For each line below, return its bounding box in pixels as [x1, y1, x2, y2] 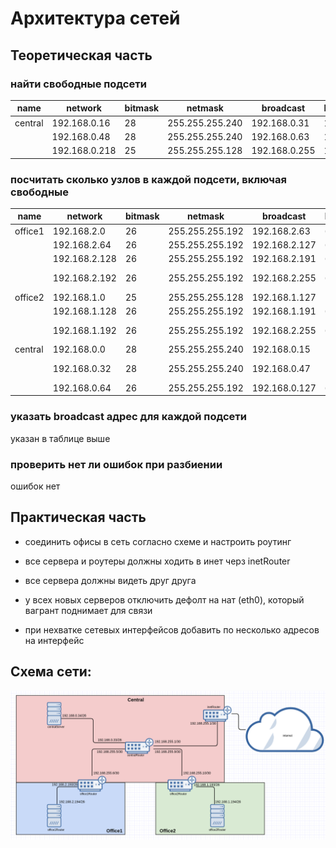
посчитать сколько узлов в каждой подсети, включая [10, 172, 287, 186]
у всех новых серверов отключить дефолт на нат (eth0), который [24, 593, 305, 606]
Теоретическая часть [10, 47, 153, 64]
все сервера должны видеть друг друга [24, 574, 197, 586]
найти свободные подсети [10, 77, 147, 91]
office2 [14, 291, 45, 303]
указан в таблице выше [10, 432, 111, 444]
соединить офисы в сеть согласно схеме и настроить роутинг [24, 535, 292, 547]
